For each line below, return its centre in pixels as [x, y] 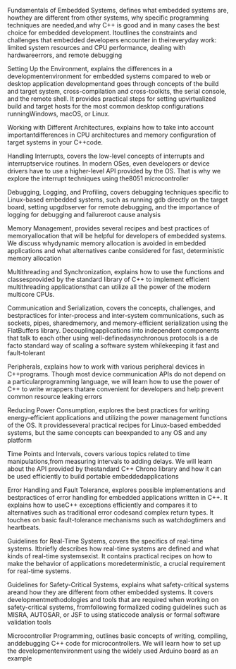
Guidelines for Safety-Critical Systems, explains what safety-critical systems [118, 585]
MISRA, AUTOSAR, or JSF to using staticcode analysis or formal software [114, 615]
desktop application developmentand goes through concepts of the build [113, 84]
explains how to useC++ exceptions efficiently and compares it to [103, 505]
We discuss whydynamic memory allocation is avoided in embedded [107, 243]
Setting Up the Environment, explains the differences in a [90, 69]
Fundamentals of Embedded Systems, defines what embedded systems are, [118, 10]
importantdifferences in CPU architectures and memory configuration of [112, 135]
